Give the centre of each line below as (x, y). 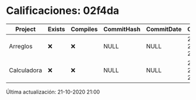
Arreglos (21, 46)
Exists (56, 29)
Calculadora (26, 70)
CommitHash (122, 29)
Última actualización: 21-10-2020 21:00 (53, 92)
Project (26, 29)
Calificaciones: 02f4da (63, 11)
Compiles (84, 29)
